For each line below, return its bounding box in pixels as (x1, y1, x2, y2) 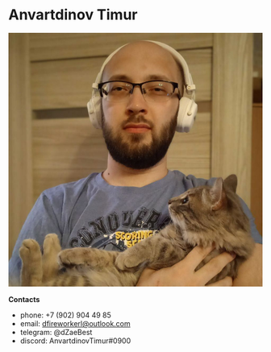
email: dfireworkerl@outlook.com (19, 319, 131, 329)
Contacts (8, 295, 40, 304)
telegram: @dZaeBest (19, 328, 93, 338)
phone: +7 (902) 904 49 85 (19, 310, 111, 320)
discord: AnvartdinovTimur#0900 (19, 336, 131, 346)
